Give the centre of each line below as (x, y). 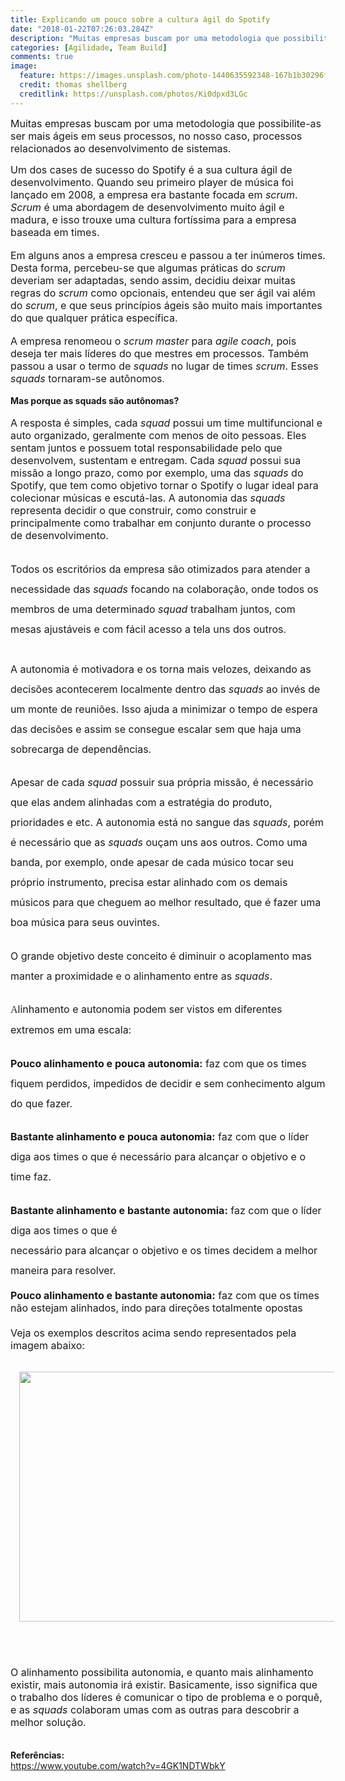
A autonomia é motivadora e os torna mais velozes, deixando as (161, 669)
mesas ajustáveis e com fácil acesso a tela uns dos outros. (148, 629)
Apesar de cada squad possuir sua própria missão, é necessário (162, 783)
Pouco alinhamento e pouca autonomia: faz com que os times (158, 1063)
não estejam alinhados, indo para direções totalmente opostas (156, 1308)
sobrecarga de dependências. (81, 749)
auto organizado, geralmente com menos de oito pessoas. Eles (158, 435)
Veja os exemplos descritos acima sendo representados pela (153, 1333)
